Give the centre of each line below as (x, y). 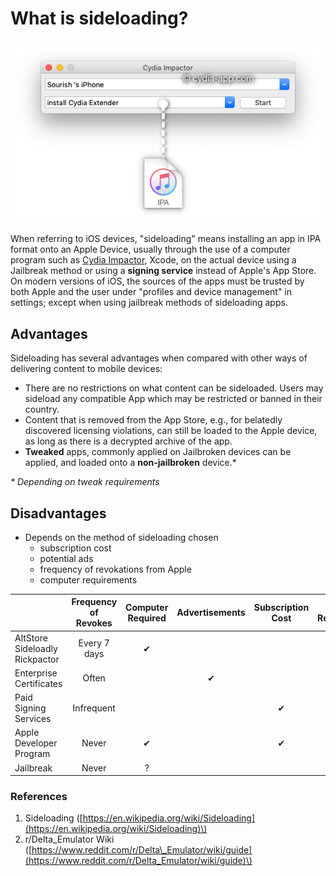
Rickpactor (37, 659)
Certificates (38, 683)
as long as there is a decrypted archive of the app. (128, 441)
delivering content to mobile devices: (86, 369)
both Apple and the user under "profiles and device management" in (151, 292)
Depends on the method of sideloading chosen (121, 537)
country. (42, 409)
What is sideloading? (99, 18)
